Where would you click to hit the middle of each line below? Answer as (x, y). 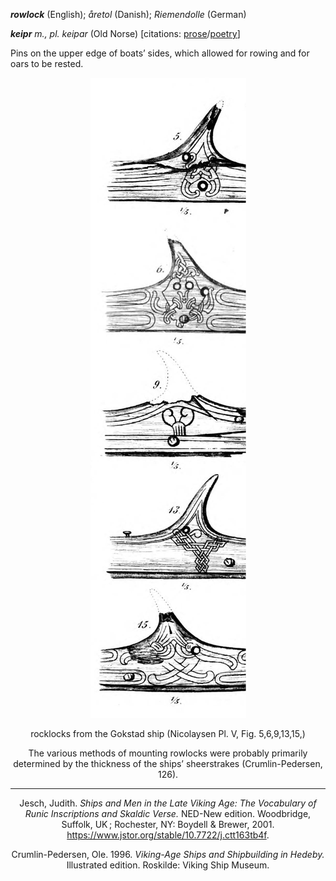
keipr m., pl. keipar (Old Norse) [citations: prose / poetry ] (125, 33)
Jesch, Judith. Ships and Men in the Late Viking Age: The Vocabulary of (168, 803)
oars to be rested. (47, 63)
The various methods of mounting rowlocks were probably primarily (168, 753)
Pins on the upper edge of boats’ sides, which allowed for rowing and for (160, 53)
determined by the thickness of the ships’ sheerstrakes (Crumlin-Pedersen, (168, 763)
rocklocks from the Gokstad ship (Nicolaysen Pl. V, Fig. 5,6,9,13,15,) (168, 733)
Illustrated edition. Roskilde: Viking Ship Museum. (168, 865)
